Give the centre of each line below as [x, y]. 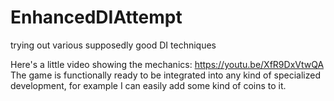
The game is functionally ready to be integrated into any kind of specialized [165, 75]
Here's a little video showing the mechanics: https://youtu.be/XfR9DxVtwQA [167, 64]
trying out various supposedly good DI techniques [113, 45]
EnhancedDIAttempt [96, 17]
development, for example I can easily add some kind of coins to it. [148, 85]
